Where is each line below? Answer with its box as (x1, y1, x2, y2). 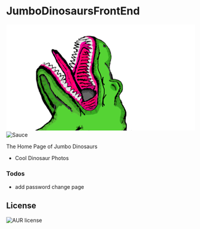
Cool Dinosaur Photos (14, 155, 69, 162)
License (6, 201, 37, 211)
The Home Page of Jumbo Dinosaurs (6, 143, 98, 150)
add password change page (14, 183, 84, 190)
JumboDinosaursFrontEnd (6, 4, 140, 18)
